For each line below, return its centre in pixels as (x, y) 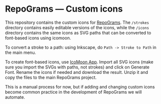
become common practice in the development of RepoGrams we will (73, 92)
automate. (15, 97)
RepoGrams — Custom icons (64, 9)
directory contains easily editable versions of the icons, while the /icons (77, 27)
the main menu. (21, 52)
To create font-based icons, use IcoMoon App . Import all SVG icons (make (79, 62)
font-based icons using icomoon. (38, 38)
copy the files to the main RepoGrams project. (51, 77)
